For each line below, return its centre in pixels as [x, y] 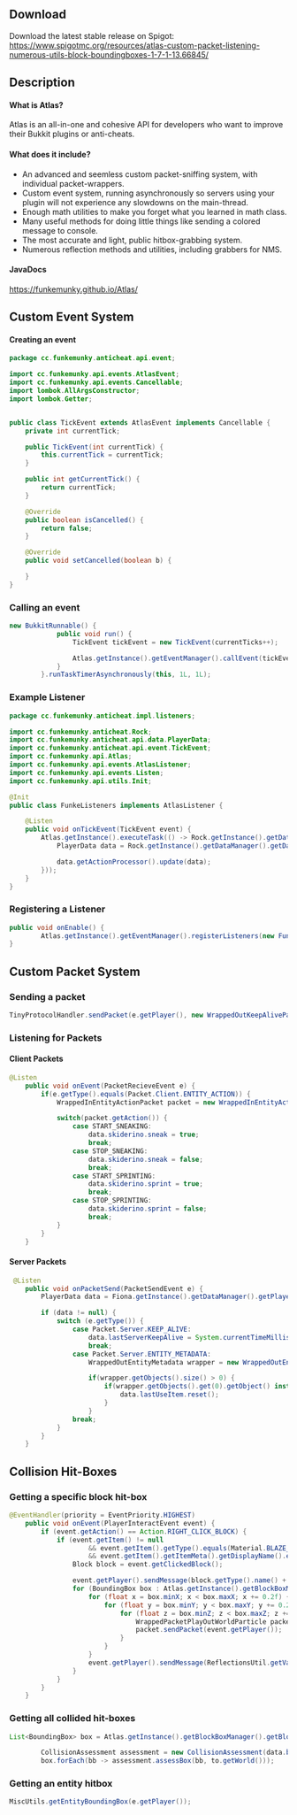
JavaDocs [28, 270]
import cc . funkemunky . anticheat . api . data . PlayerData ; [110, 740]
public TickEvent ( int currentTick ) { [95, 447]
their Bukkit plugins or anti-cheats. [72, 134]
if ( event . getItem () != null [110, 1540]
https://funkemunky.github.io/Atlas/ [74, 289]
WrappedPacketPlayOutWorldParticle [201, 1622]
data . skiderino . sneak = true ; [144, 1135]
